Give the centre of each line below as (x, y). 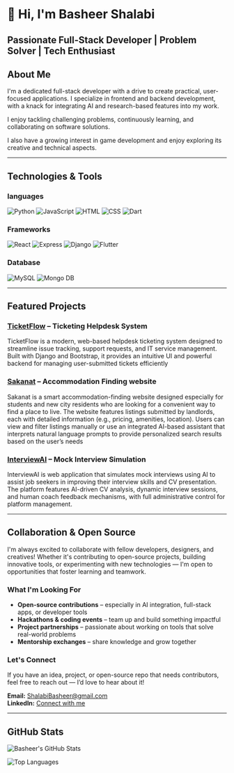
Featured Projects (47, 306)
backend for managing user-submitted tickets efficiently (88, 363)
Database (24, 263)
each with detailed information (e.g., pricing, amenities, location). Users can (116, 419)
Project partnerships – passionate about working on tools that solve (115, 627)
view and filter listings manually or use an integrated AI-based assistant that (116, 426)
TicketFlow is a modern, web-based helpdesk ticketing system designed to (115, 342)
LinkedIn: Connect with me (46, 703)
